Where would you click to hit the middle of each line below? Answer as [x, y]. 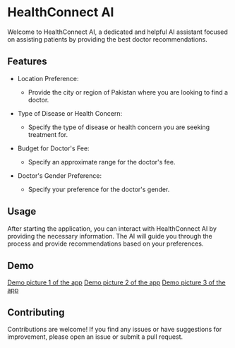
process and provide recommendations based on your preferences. [106, 244]
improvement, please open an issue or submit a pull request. [95, 337]
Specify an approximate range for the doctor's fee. [102, 162]
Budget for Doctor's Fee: [53, 148]
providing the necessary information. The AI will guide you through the [110, 236]
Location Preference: [48, 78]
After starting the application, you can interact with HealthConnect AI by [112, 228]
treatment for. [48, 134]
